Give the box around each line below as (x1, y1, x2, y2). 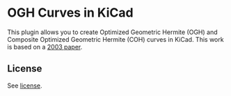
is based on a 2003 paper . (7, 42, 83, 51)
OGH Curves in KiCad (7, 5, 134, 21)
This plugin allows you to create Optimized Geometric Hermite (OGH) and (7, 28, 218, 36)
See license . (7, 81, 43, 90)
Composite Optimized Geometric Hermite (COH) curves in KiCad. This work (7, 35, 224, 43)
